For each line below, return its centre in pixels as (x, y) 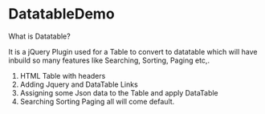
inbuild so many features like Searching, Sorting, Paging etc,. (109, 60)
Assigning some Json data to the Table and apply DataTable (119, 92)
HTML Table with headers (63, 75)
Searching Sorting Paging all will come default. (97, 101)
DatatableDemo (61, 14)
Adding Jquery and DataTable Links (79, 84)
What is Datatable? (39, 36)
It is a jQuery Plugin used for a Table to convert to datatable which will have (133, 51)
